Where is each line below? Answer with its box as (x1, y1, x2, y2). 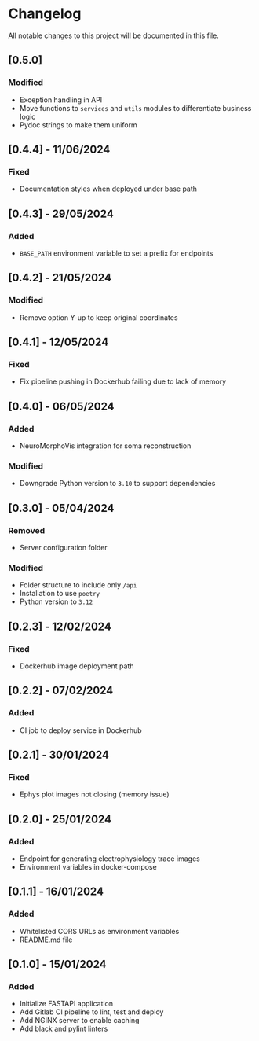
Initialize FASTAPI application (19, 999, 114, 1009)
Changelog (8, 5, 82, 23)
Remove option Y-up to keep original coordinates (19, 312, 178, 322)
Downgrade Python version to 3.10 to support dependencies (19, 479, 216, 488)
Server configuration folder (19, 543, 108, 553)
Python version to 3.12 (19, 597, 93, 606)
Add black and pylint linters (19, 1024, 108, 1034)
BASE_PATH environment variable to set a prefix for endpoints (19, 248, 213, 258)
